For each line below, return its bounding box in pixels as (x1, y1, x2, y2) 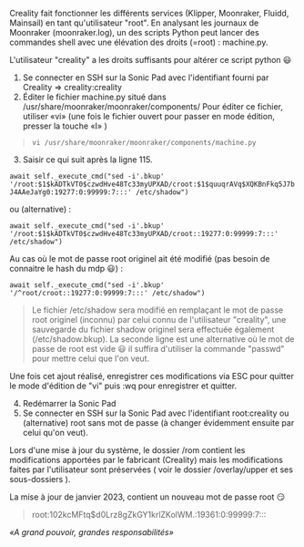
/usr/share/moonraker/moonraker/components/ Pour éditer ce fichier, (22, 101, 284, 112)
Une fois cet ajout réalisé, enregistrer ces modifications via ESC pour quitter (9, 371, 294, 381)
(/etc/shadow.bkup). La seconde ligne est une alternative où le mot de (31, 334, 295, 345)
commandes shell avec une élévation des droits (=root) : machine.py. (9, 36, 269, 47)
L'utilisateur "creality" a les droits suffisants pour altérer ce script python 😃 (9, 55, 292, 65)
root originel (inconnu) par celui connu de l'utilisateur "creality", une (31, 315, 287, 325)
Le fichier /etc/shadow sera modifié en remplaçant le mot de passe (31, 304, 284, 315)
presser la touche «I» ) (22, 120, 107, 131)
